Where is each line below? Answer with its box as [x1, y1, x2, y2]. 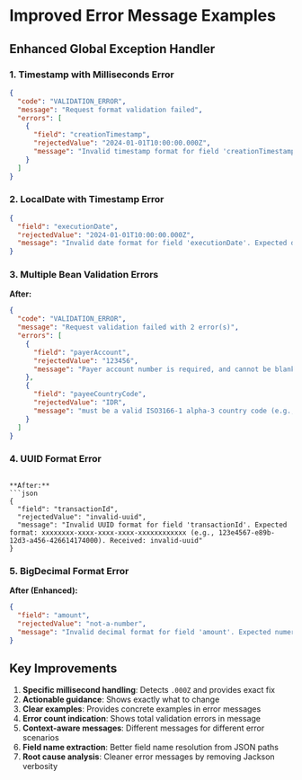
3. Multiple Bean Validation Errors [9, 269, 159, 281]
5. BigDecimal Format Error [9, 564, 129, 577]
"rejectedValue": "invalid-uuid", [17, 512, 147, 521]
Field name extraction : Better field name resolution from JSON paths [22, 742, 279, 753]
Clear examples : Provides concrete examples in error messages [22, 704, 262, 714]
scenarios [22, 732, 60, 743]
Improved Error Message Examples [9, 5, 277, 26]
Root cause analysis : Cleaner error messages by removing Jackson [22, 751, 276, 762]
